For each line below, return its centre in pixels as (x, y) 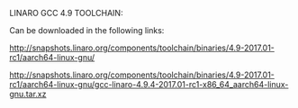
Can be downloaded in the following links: (87, 30)
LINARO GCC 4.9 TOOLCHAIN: (66, 13)
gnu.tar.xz (28, 94)
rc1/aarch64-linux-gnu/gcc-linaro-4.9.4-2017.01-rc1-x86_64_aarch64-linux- (149, 84)
